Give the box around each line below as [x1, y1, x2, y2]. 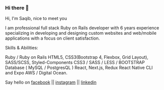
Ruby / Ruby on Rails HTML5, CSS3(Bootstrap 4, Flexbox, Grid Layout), [5, 54, 149, 60]
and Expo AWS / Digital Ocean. [5, 70, 68, 76]
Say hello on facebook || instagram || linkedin [5, 79, 97, 85]
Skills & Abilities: [5, 45, 38, 51]
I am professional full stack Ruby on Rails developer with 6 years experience [5, 25, 160, 31]
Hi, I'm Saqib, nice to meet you [5, 16, 67, 22]
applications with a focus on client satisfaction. [5, 35, 100, 41]
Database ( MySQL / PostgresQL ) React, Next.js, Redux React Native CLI [5, 65, 153, 70]
